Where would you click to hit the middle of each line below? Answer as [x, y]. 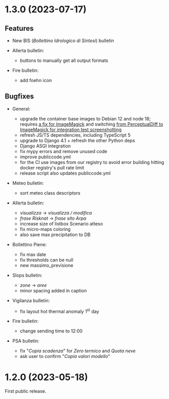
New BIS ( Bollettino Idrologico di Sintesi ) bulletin [63, 40]
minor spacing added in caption [53, 290]
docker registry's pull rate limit [52, 167]
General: [21, 109]
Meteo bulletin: [28, 183]
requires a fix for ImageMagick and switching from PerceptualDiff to [91, 124]
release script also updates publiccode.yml [65, 173]
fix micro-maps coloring [45, 229]
